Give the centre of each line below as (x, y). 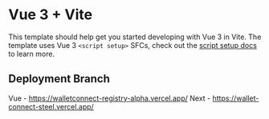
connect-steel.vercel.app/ (51, 106)
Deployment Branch (59, 79)
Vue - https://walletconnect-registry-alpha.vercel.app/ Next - (110, 98)
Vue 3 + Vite (51, 15)
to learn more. (31, 54)
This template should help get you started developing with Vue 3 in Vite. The (135, 37)
